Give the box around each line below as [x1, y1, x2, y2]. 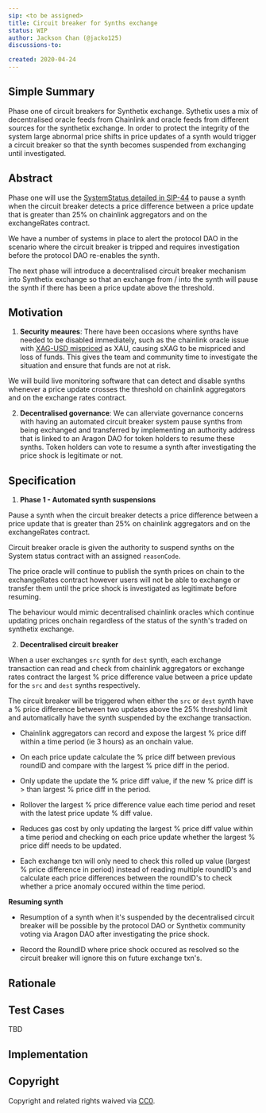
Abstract [8, 172, 53, 185]
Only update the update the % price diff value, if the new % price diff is [19, 776, 253, 786]
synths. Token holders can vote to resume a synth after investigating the [19, 443, 256, 452]
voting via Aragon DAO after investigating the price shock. [19, 929, 210, 939]
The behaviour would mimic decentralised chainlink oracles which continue [8, 607, 255, 617]
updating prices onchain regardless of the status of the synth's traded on [8, 616, 248, 626]
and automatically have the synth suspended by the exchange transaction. [8, 713, 252, 723]
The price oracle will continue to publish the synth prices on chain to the [8, 567, 245, 576]
